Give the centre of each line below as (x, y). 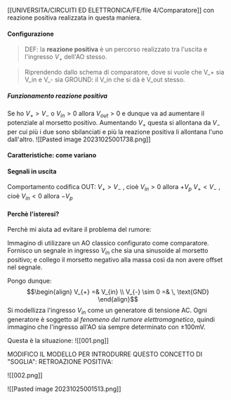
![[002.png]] (25, 375)
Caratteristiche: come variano (52, 155)
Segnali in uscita (32, 171)
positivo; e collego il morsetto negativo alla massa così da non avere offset (115, 259)
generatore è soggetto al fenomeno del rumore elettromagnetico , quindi (111, 319)
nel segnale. (25, 267)
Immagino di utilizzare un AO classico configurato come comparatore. (108, 243)
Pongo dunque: (29, 280)
